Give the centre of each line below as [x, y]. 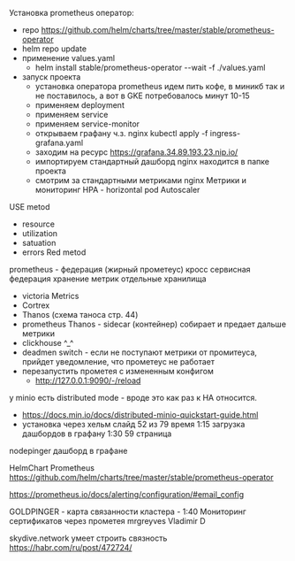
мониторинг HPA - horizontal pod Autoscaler [117, 190]
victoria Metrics [50, 296]
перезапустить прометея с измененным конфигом [117, 371]
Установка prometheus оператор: [72, 13]
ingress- [225, 133]
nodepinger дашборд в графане [68, 451]
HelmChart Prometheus [52, 468]
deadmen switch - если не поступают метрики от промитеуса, [140, 352]
